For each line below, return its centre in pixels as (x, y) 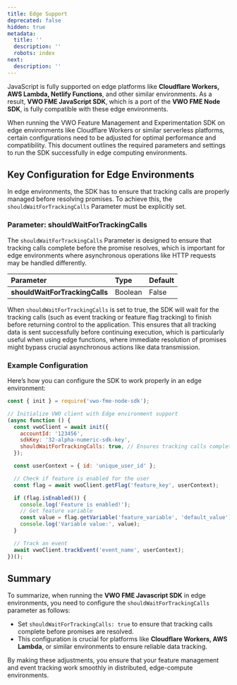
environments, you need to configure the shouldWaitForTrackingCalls (109, 603)
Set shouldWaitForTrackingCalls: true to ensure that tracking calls (115, 624)
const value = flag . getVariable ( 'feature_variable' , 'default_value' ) (126, 518)
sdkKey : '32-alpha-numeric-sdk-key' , (75, 440)
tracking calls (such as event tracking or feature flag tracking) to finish (109, 317)
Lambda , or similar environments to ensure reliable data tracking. (113, 647)
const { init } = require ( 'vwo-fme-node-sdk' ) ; (79, 401)
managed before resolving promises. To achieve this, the (90, 199)
